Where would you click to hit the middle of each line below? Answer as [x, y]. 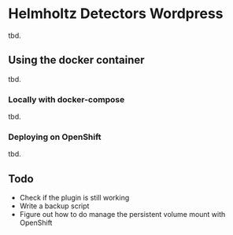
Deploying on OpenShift [55, 137]
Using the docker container [76, 60]
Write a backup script [54, 206]
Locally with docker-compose [67, 99]
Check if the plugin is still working [74, 198]
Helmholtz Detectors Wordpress [116, 14]
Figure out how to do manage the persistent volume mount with [122, 215]
